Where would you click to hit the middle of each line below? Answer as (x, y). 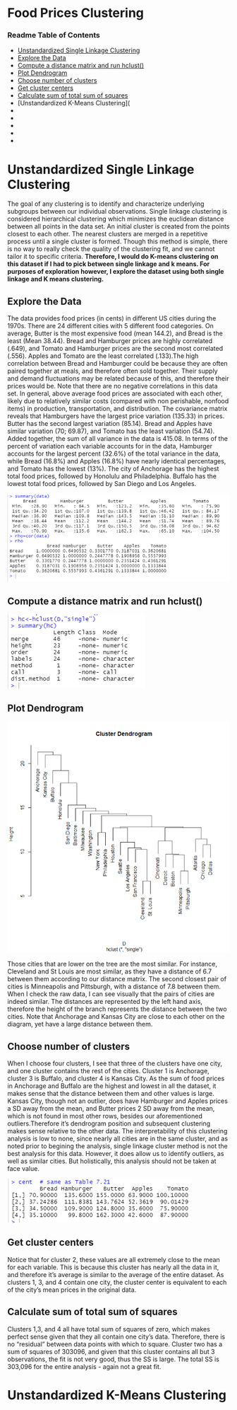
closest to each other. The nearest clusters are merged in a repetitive (108, 234)
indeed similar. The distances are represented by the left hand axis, (105, 1002)
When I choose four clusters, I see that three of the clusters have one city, (115, 1063)
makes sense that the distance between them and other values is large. (111, 1093)
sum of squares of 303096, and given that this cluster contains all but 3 (111, 1351)
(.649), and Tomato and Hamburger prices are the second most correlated (115, 349)
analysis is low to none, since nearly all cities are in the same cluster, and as (117, 1138)
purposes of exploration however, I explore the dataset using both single (116, 272)
